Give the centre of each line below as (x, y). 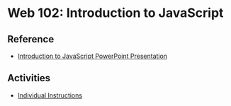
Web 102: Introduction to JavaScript (115, 13)
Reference (31, 39)
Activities (29, 78)
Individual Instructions (50, 95)
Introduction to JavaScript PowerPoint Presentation (92, 56)
